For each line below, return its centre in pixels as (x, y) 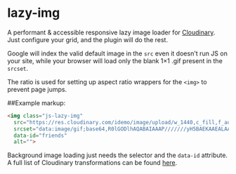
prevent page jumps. (37, 89)
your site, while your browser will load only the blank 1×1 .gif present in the (115, 60)
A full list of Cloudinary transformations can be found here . (92, 163)
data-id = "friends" (41, 135)
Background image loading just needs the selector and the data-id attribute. (118, 155)
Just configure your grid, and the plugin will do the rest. (88, 39)
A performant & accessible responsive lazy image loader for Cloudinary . (111, 32)
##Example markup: (37, 102)
